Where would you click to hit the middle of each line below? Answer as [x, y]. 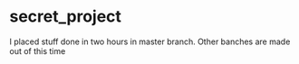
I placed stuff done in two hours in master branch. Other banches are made [150, 41]
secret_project [66, 17]
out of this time [38, 50]
